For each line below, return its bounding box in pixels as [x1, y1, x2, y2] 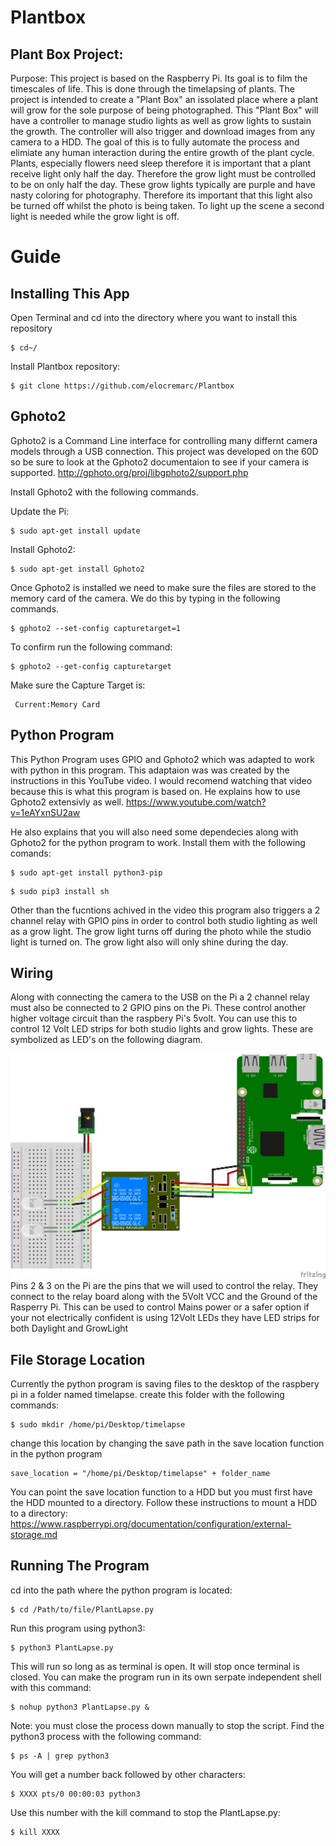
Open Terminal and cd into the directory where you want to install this [10, 312, 298, 323]
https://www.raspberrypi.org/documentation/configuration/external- [10, 1518, 292, 1530]
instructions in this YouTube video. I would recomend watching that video [10, 774, 313, 786]
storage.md [10, 1529, 58, 1541]
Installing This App [10, 285, 130, 302]
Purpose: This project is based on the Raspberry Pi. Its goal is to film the [10, 72, 308, 84]
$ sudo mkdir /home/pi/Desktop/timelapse [10, 1420, 186, 1430]
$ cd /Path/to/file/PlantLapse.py [10, 1604, 155, 1615]
